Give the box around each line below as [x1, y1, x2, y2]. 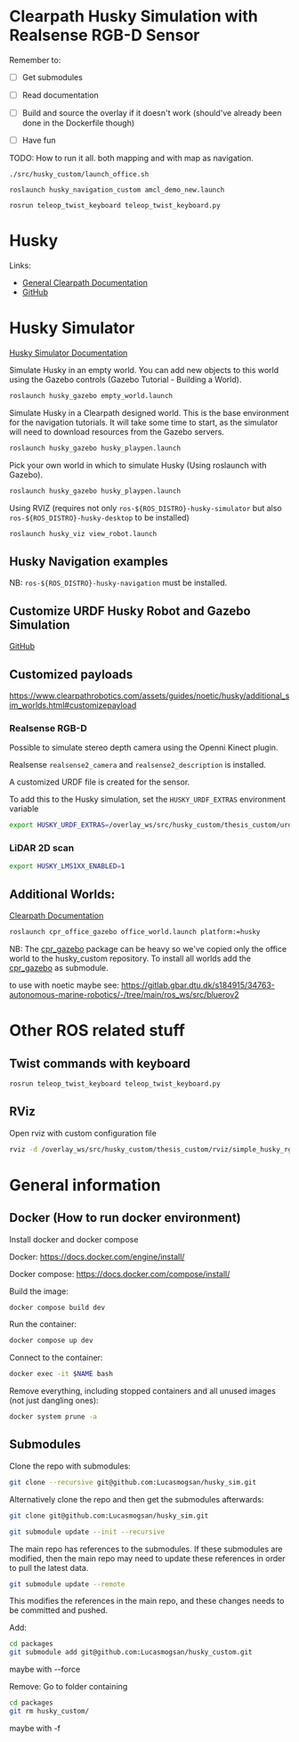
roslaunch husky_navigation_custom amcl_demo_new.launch [9, 185, 225, 195]
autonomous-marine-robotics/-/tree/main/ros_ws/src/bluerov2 [9, 989, 239, 1000]
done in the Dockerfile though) [21, 118, 135, 128]
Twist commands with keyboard [9, 1055, 191, 1070]
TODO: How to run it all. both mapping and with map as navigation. [9, 153, 254, 164]
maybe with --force [9, 1664, 81, 1675]
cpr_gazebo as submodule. [9, 963, 109, 973]
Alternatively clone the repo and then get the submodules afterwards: [9, 1494, 264, 1504]
